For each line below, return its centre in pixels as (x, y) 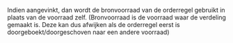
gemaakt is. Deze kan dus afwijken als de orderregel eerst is (94, 25)
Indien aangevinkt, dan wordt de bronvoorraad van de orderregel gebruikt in (116, 10)
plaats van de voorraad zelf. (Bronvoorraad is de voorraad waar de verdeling (116, 17)
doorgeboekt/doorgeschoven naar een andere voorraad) (88, 32)
